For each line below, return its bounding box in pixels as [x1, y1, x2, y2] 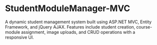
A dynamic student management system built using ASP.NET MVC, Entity [5, 19, 152, 25]
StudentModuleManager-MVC [5, 3, 130, 14]
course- [136, 24, 152, 30]
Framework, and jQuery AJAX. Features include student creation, [5, 24, 135, 30]
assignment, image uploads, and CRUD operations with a [21, 29, 135, 35]
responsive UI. [5, 34, 34, 40]
